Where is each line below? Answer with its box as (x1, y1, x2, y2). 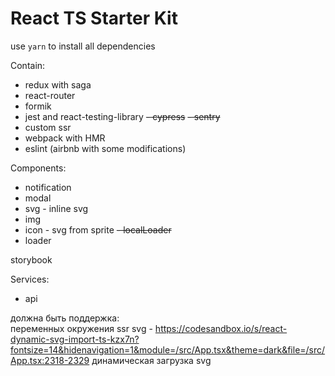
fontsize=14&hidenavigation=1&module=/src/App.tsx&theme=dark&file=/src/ (10, 343, 326, 356)
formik (24, 100, 52, 112)
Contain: (10, 59, 46, 71)
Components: (10, 162, 67, 174)
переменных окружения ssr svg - (10, 322, 153, 334)
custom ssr (24, 121, 72, 133)
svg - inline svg (24, 202, 89, 214)
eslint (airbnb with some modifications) (24, 142, 187, 154)
